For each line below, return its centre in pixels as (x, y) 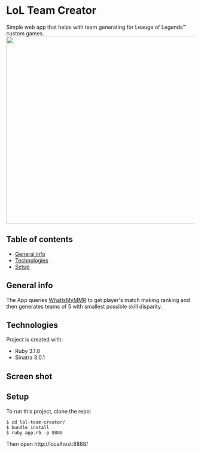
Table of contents (39, 239)
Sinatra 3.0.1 (30, 358)
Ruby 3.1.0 (28, 351)
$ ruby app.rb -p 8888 (34, 433)
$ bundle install (28, 427)
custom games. (25, 33)
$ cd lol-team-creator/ (36, 422)
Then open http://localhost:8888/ (47, 443)
